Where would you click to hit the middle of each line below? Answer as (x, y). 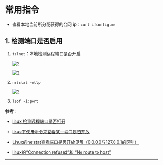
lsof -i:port (25, 101)
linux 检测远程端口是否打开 (39, 121)
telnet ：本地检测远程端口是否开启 (46, 53)
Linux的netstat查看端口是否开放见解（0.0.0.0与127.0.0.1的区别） (75, 142)
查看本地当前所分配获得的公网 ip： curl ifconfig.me (64, 24)
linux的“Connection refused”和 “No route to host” (61, 152)
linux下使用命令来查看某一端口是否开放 (51, 132)
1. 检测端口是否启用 (34, 41)
